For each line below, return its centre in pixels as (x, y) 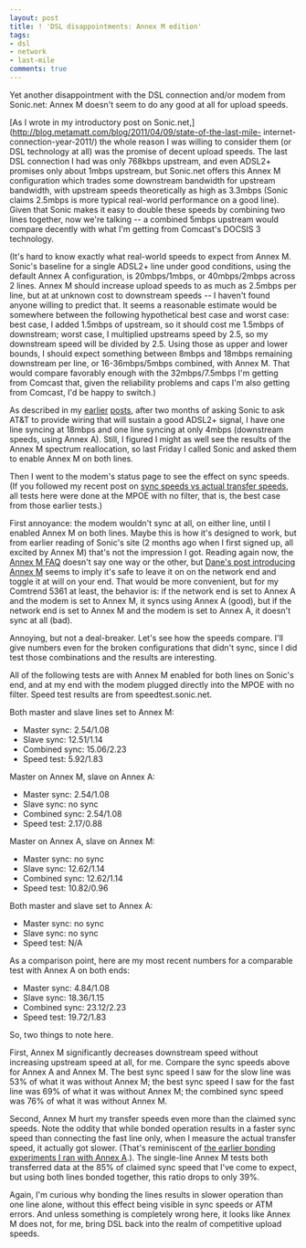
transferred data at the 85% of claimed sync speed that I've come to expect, (153, 1167)
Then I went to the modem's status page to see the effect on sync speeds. (149, 476)
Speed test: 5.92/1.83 (63, 758)
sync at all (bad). (41, 620)
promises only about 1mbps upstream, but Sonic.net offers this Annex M (145, 171)
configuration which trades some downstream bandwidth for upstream (142, 180)
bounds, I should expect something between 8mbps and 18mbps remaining (151, 354)
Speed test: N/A (53, 943)
